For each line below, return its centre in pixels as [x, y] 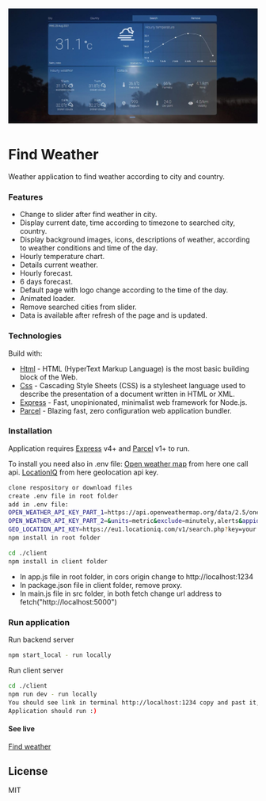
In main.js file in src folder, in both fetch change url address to [120, 593]
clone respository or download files [70, 487]
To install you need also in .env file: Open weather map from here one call [128, 463]
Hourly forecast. [46, 273]
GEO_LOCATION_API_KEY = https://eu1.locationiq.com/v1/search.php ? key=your [133, 530]
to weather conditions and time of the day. [89, 248]
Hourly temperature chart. [62, 257]
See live [22, 728]
